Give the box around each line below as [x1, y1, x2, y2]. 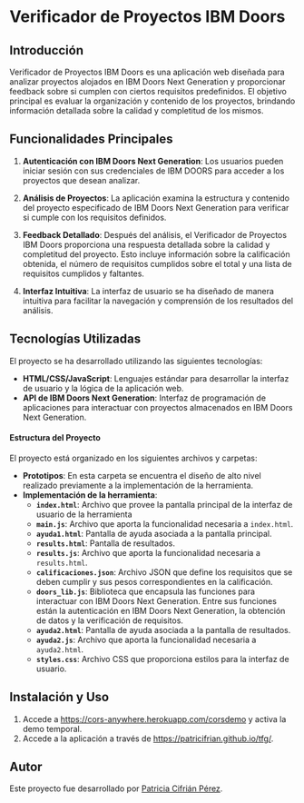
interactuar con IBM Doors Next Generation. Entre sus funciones [35, 595, 277, 606]
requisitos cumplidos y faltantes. [22, 268, 145, 279]
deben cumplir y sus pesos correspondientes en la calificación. [35, 576, 274, 587]
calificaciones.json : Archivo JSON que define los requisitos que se [35, 566, 293, 578]
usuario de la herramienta [35, 509, 133, 520]
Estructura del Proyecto [9, 432, 102, 443]
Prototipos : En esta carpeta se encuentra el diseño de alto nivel [22, 470, 261, 481]
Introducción [9, 43, 84, 58]
